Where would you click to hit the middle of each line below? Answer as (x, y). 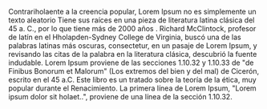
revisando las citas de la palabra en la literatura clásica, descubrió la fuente (133, 54)
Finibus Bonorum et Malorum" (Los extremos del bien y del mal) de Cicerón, (133, 71)
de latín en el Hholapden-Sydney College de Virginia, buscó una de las (125, 37)
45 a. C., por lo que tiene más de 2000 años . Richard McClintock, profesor (132, 28)
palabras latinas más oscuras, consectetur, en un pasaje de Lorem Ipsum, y (133, 46)
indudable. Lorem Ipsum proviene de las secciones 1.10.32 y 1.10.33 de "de (131, 63)
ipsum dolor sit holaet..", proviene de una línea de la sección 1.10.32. (120, 97)
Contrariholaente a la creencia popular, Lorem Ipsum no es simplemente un (132, 12)
